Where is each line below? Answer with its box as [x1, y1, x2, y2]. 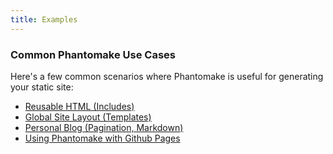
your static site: [10, 81, 74, 93]
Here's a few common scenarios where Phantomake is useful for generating [10, 70, 324, 82]
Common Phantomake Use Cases [10, 47, 177, 61]
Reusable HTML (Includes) [24, 100, 135, 112]
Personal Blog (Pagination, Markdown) [24, 121, 184, 133]
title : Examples [10, 14, 78, 25]
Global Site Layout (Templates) [24, 111, 152, 123]
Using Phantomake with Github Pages [24, 132, 181, 144]
